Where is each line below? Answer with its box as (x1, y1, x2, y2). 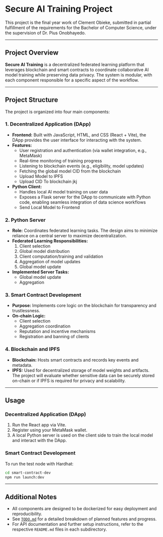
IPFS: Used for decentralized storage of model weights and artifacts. (12, 367, 149, 373)
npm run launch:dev (5, 475, 45, 479)
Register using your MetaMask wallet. (12, 427, 87, 433)
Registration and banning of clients (19, 334, 89, 340)
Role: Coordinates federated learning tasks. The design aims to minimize (12, 228, 158, 233)
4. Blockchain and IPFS (5, 346, 60, 353)
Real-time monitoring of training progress (19, 157, 102, 164)
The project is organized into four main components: (5, 109, 110, 115)
